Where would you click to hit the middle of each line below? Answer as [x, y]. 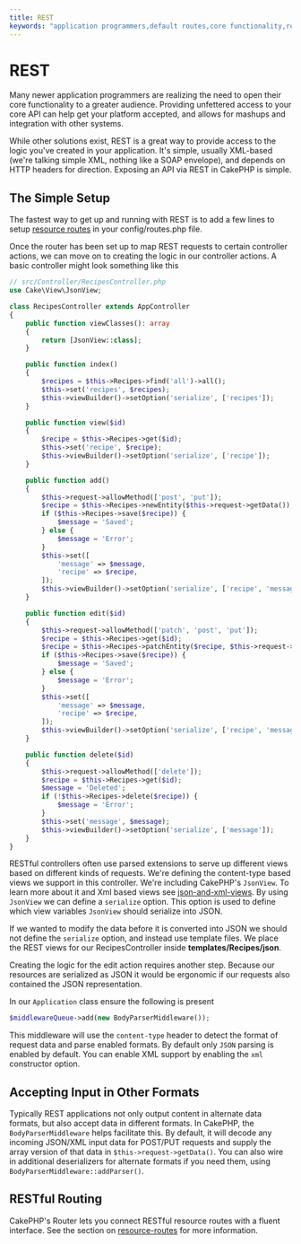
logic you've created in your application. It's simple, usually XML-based [141, 151]
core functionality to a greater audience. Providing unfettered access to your [150, 105]
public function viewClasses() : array [98, 323]
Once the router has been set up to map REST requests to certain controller [149, 247]
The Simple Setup [60, 198]
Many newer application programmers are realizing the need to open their [146, 95]
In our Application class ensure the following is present [112, 1002]
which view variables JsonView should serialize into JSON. [116, 911]
